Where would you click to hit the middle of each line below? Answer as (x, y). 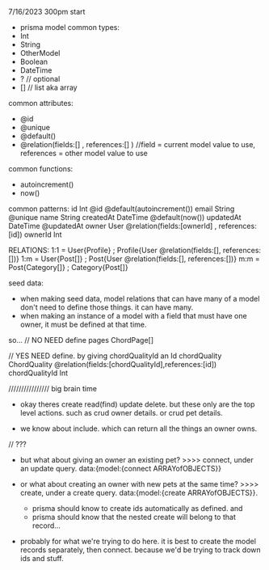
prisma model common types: (69, 27)
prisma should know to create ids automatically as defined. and (137, 508)
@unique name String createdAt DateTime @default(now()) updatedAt (125, 217)
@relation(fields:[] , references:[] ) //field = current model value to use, (138, 144)
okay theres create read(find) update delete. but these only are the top (137, 404)
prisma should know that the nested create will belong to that (134, 517)
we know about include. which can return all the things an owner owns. (139, 429)
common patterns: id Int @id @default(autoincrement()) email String (122, 209)
